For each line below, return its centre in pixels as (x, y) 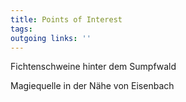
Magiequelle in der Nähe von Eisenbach (92, 86)
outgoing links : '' (51, 38)
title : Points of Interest (66, 19)
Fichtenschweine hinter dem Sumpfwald (93, 67)
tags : (21, 29)
